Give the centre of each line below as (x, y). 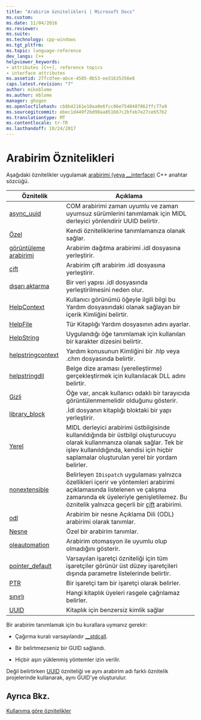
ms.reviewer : (22, 28)
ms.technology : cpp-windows (41, 40)
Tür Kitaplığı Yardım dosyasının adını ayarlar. (128, 324)
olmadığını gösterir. (93, 548)
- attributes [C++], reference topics (54, 67)
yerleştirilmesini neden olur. (105, 290)
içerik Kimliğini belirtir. (97, 314)
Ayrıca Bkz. (28, 696)
